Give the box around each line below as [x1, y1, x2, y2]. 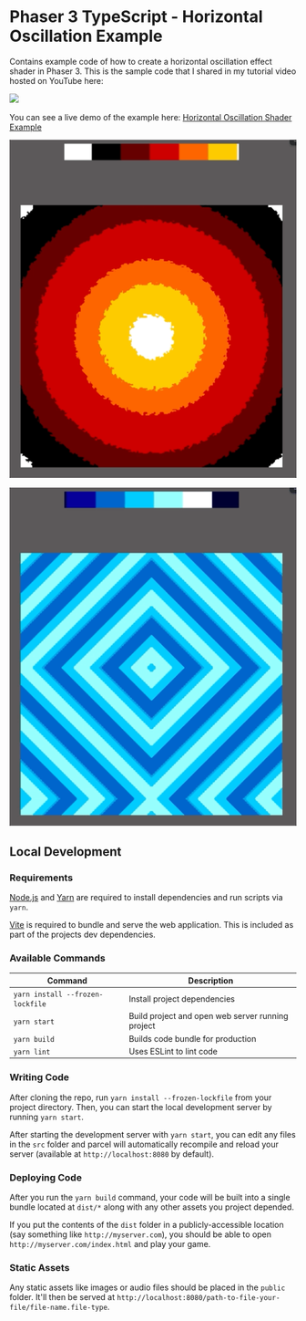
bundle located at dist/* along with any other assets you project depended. [9, 1201, 294, 1212]
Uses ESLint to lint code [128, 1045, 219, 1056]
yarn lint [13, 1047, 51, 1056]
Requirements [9, 871, 74, 884]
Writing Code [9, 1071, 70, 1084]
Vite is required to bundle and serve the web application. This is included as [9, 920, 294, 931]
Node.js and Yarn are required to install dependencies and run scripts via [9, 892, 284, 903]
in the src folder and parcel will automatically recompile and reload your [9, 1139, 280, 1149]
